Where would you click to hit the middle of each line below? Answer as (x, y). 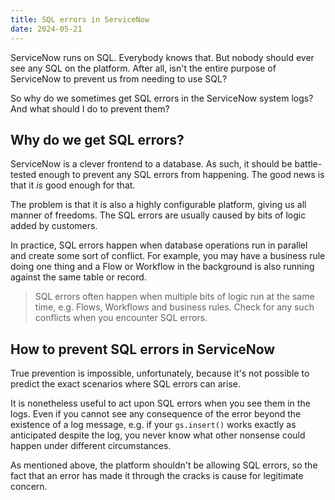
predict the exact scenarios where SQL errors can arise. (125, 384)
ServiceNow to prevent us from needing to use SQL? (119, 78)
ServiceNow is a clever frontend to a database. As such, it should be (151, 164)
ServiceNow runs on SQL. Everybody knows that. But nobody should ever (162, 57)
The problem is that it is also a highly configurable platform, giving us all (158, 205)
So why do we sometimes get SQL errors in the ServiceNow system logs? (162, 98)
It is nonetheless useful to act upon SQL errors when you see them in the (160, 403)
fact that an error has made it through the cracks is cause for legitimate (157, 476)
